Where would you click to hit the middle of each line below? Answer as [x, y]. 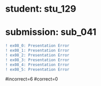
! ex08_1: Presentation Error [37, 50]
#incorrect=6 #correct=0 [32, 79]
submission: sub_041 [51, 32]
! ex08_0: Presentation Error [37, 46]
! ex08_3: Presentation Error [37, 60]
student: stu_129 [41, 9]
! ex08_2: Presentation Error [37, 55]
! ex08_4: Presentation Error [37, 65]
